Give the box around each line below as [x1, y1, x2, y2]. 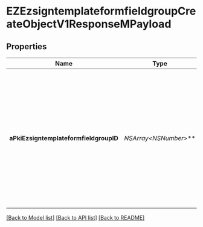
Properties [6, 41, 47, 52]
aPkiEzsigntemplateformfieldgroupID [9, 134, 119, 142]
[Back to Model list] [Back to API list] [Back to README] [6, 214, 145, 221]
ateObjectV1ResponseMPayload [6, 17, 172, 31]
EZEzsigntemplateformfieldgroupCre [6, 4, 196, 18]
